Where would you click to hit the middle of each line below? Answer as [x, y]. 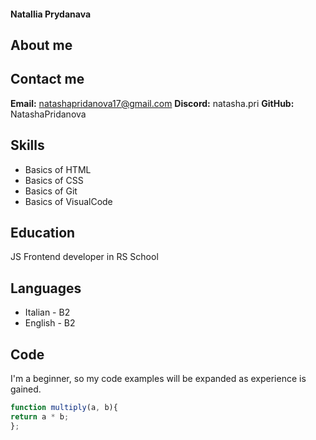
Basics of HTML [58, 169]
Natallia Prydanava [51, 14]
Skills [27, 145]
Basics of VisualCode [68, 201]
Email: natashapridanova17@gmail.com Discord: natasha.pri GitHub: [152, 103]
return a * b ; [40, 416]
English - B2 [50, 323]
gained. [26, 389]
